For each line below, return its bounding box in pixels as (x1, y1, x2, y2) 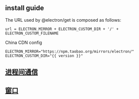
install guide (5, 4, 44, 12)
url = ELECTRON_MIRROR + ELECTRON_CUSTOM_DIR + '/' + (5, 27, 119, 32)
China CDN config (5, 39, 42, 45)
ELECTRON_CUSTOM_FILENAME (5, 31, 59, 36)
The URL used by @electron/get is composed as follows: (5, 17, 122, 23)
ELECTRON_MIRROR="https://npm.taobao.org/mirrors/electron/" (5, 49, 135, 54)
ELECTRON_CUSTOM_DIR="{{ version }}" (5, 53, 83, 58)
